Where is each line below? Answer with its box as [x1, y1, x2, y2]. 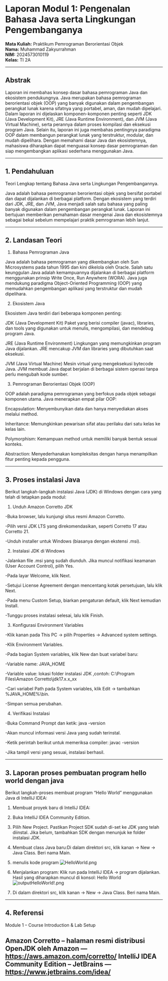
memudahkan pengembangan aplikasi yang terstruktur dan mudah [5, 286, 142, 292]
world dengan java [5, 776, 64, 785]
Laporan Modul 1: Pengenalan [5, 3, 131, 15]
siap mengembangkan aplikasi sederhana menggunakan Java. [5, 148, 134, 154]
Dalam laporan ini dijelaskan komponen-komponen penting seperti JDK [5, 111, 152, 117]
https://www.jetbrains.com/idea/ [5, 968, 111, 976]
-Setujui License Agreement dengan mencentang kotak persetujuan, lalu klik [5, 582, 162, 589]
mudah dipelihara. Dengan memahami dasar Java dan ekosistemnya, [5, 137, 147, 143]
